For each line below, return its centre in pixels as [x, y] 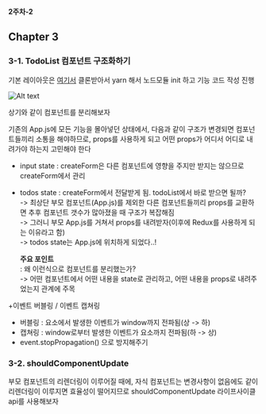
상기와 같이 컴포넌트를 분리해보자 [60, 112]
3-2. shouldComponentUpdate [69, 363]
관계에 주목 [58, 289]
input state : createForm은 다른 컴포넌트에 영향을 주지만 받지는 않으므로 [132, 166]
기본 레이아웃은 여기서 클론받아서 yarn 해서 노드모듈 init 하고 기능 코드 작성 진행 [131, 80]
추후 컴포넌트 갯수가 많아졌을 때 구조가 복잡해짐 [101, 212]
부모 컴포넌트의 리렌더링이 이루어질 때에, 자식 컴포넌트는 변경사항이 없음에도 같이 [133, 381]
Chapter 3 [34, 37]
